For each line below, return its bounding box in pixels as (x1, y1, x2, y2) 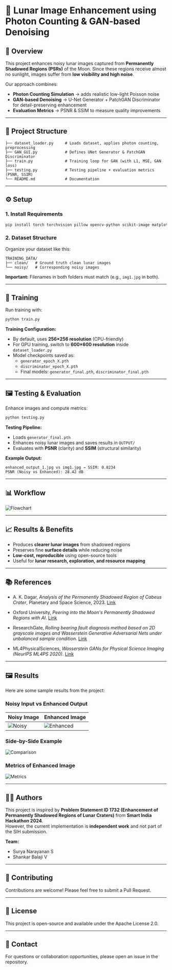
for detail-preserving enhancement (12, 102, 87, 108)
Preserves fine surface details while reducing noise (12, 546, 123, 553)
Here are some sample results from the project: (5, 687, 105, 693)
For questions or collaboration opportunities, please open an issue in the (5, 954, 158, 960)
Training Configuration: (5, 326, 56, 332)
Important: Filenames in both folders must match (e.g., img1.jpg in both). (5, 273, 160, 280)
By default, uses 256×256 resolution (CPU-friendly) (12, 336, 124, 342)
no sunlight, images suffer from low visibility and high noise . (5, 71, 134, 77)
